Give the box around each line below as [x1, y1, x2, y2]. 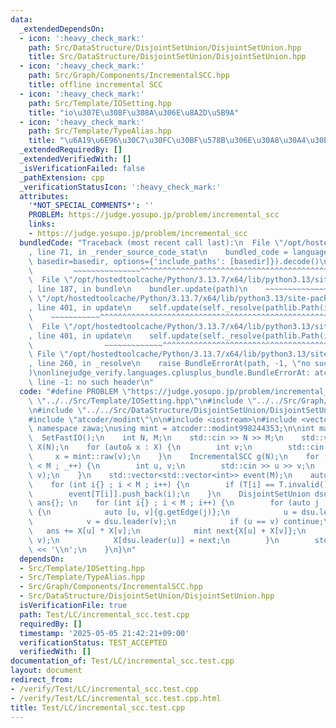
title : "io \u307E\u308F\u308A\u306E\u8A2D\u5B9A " [28, 107, 240, 118]
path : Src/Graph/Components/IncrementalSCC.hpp [28, 71, 230, 81]
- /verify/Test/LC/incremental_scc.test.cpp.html [10, 693, 222, 703]
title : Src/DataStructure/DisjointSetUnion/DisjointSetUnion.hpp [28, 52, 307, 62]
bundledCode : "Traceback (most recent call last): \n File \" [19, 237, 284, 248]
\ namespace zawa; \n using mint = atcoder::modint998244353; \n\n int [28, 424, 315, 434]
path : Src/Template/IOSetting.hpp [28, 98, 172, 108]
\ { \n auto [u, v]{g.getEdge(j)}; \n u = [28, 507, 298, 518]
